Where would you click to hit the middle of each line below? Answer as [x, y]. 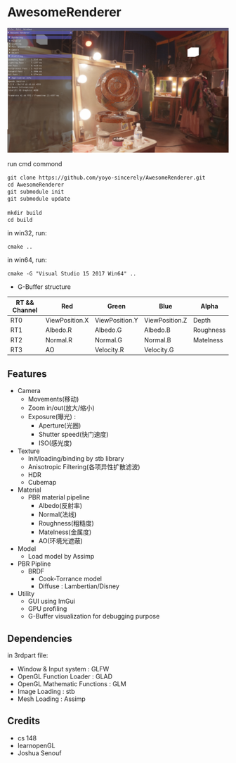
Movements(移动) [53, 399]
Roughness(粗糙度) [66, 523]
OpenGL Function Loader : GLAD [65, 676]
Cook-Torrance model [70, 579]
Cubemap [42, 483]
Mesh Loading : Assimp [51, 699]
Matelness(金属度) [65, 532]
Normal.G [109, 340]
